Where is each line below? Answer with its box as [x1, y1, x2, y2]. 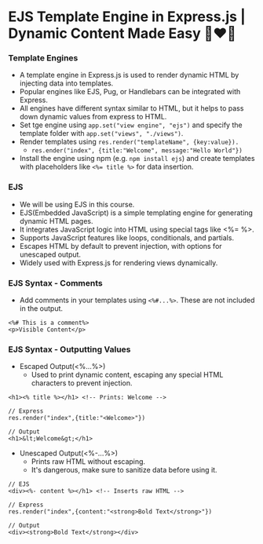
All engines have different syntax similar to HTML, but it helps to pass [19, 104, 244, 113]
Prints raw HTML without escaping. [31, 457, 146, 466]
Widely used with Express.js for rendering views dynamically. [19, 257, 218, 267]
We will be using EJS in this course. [19, 199, 135, 209]
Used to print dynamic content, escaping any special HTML [31, 370, 224, 380]
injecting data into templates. [19, 78, 114, 88]
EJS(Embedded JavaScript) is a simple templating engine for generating [19, 208, 254, 217]
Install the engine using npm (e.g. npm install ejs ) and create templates [19, 154, 255, 163]
